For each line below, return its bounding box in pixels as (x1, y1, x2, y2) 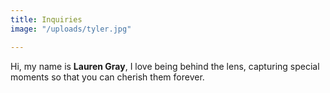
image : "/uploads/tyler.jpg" (10, 24, 132, 34)
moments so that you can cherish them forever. (10, 71, 205, 83)
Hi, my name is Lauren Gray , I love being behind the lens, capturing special (10, 60, 320, 72)
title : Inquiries (10, 14, 83, 25)
